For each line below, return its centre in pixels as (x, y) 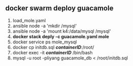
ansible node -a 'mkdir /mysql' (45, 26)
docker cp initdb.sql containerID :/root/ (53, 47)
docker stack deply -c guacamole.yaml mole (61, 36)
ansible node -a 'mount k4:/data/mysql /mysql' (62, 31)
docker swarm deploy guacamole (59, 8)
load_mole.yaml (29, 20)
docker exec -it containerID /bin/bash (52, 52)
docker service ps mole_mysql (45, 42)
